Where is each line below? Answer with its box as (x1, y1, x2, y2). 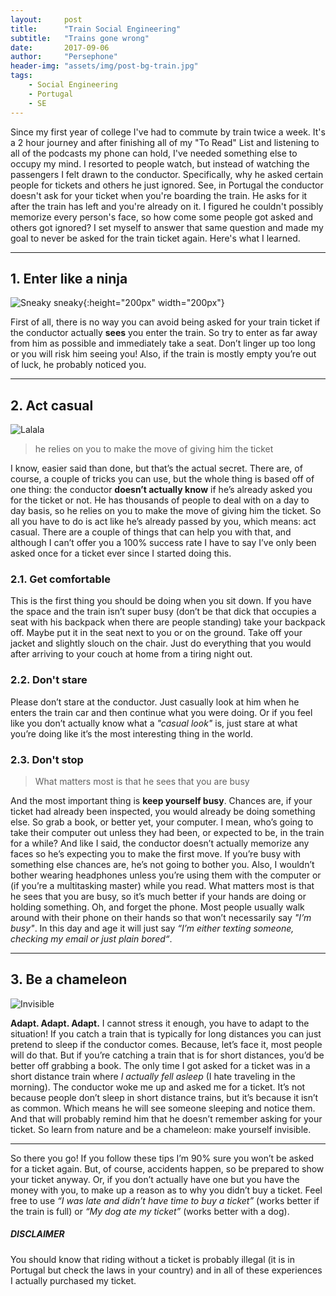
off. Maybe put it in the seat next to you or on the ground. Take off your (10, 627, 303, 639)
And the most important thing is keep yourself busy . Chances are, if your (10, 795, 313, 807)
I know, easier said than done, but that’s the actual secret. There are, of (10, 462, 303, 475)
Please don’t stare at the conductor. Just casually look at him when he (10, 696, 300, 708)
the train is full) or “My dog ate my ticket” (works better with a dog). (10, 1205, 290, 1217)
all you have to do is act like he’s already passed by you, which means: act (10, 516, 317, 528)
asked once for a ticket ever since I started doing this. (10, 547, 232, 560)
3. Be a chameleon (10, 971, 128, 988)
